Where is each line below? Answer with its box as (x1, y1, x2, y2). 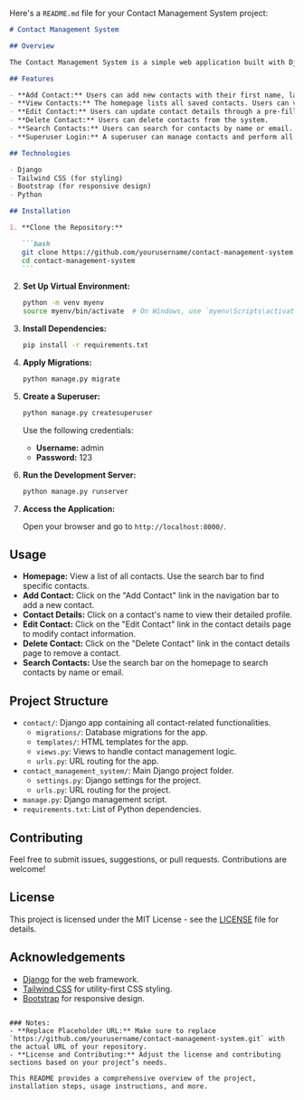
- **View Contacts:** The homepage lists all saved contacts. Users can (9, 99, 290, 108)
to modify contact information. (22, 629, 136, 640)
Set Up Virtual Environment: (22, 280, 130, 292)
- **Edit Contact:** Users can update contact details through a (9, 108, 261, 117)
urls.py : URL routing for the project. (35, 784, 171, 795)
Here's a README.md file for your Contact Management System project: (9, 8, 269, 18)
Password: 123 (35, 451, 93, 462)
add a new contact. (22, 600, 95, 611)
